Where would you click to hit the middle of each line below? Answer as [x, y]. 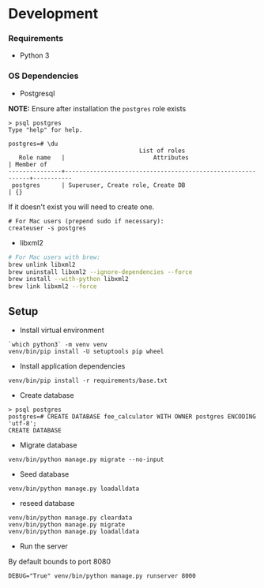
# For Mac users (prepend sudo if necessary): [86, 221]
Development [53, 14]
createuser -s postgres [47, 228]
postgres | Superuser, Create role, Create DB [98, 185]
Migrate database [48, 445]
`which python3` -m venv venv [58, 344]
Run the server [44, 546]
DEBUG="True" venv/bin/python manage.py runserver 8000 [102, 576]
